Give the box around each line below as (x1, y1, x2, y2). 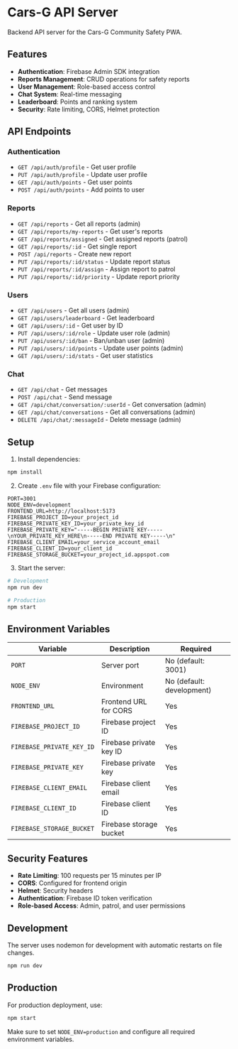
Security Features (7, 852, 89, 864)
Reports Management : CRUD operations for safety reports (17, 75, 190, 83)
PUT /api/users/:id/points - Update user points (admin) (17, 344, 184, 352)
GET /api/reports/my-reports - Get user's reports (17, 227, 163, 235)
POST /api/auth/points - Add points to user (17, 185, 145, 194)
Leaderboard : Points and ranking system (17, 97, 138, 106)
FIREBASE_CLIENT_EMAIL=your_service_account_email (7, 539, 160, 546)
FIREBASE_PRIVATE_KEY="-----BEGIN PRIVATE (7, 526, 135, 533)
